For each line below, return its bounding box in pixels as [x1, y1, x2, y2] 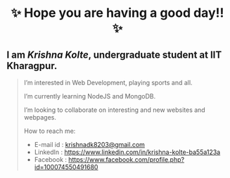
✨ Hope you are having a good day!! [11, 5, 224, 21]
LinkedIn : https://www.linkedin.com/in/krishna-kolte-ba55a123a [34, 148, 221, 156]
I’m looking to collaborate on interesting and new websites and [23, 106, 205, 114]
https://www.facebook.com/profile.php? [68, 155, 184, 163]
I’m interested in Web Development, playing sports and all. [23, 79, 193, 87]
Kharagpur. [6, 60, 58, 72]
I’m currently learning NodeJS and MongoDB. [23, 92, 156, 100]
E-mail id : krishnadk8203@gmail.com [34, 141, 146, 148]
